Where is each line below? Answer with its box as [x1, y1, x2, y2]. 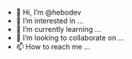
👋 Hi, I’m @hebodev [15, 8, 82, 17]
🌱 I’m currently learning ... [15, 25, 102, 33]
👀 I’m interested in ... [15, 16, 84, 26]
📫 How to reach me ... [15, 42, 90, 51]
